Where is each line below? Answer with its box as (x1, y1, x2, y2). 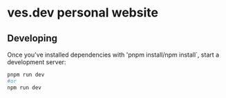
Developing (7, 32, 57, 44)
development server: (7, 58, 66, 66)
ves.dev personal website (7, 5, 159, 21)
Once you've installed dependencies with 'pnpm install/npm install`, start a (7, 50, 220, 59)
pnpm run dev (7, 71, 45, 78)
